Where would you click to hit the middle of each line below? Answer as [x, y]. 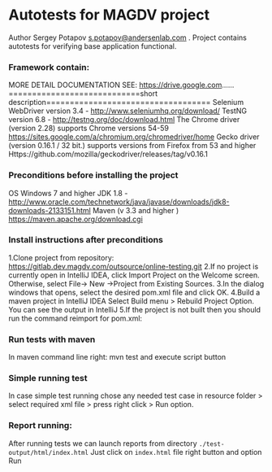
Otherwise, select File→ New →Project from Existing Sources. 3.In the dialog [136, 283]
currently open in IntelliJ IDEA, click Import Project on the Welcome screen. [134, 275]
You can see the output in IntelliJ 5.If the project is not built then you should [135, 309]
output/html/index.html [49, 452]
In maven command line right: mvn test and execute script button [117, 357]
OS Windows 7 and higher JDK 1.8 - [68, 193]
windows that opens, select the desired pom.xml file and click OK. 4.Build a [134, 292]
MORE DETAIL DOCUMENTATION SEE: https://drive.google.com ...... [121, 85]
